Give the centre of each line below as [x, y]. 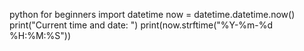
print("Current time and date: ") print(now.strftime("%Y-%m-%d [141, 25]
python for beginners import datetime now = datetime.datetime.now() [152, 14]
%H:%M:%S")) [40, 35]
